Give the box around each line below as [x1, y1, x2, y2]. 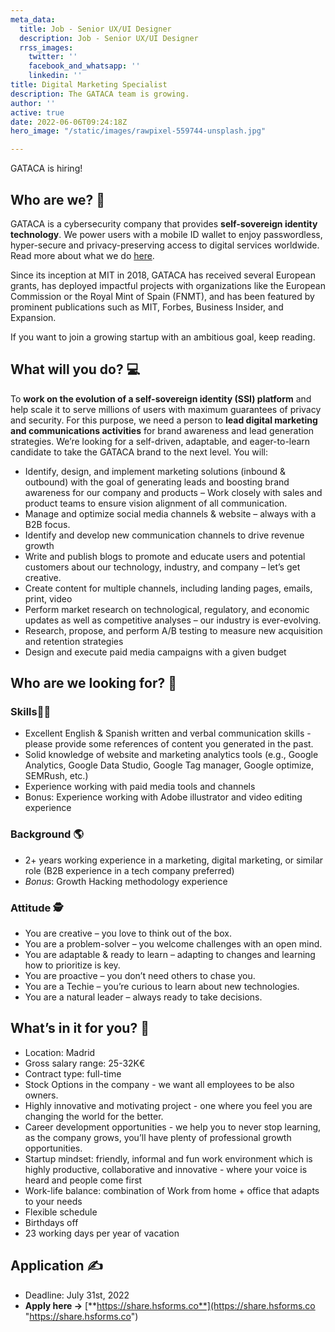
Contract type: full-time [24, 1067, 122, 1080]
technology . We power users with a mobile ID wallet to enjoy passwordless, [10, 228, 323, 240]
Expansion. [10, 311, 57, 323]
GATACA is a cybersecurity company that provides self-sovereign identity [10, 217, 318, 230]
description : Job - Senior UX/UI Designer [19, 33, 199, 43]
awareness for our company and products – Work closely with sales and [24, 486, 323, 498]
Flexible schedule [24, 1206, 98, 1218]
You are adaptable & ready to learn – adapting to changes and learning [24, 949, 316, 961]
